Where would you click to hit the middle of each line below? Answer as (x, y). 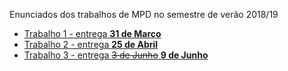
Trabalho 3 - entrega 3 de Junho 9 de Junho (116, 55)
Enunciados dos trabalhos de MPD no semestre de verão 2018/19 (144, 14)
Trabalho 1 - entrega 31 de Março (92, 33)
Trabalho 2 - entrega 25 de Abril (91, 44)
